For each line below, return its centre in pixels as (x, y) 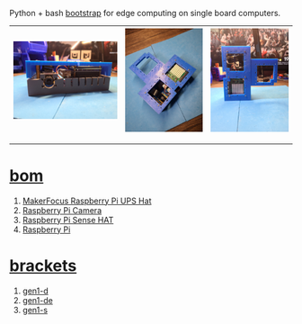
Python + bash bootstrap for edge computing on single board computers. (145, 13)
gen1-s (35, 310)
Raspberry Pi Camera (62, 210)
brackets (43, 265)
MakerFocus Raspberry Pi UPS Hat (87, 201)
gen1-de (38, 300)
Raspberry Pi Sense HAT (68, 220)
